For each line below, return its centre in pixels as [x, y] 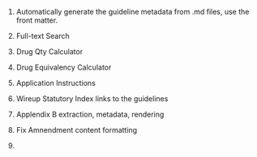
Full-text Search [43, 36]
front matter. [37, 20]
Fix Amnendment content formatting [77, 130]
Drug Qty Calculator [49, 51]
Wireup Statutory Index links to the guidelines [92, 99]
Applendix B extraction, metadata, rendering [90, 114]
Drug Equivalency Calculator [64, 67]
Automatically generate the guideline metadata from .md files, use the [133, 12]
